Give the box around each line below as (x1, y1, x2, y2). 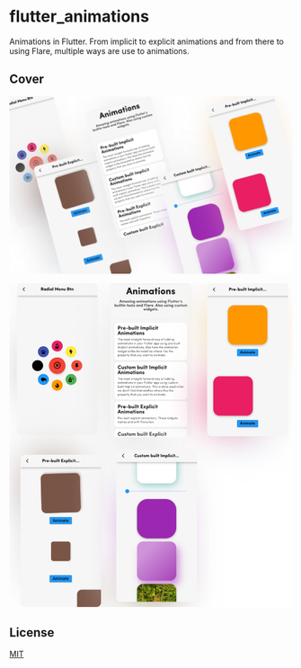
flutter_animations (9, 6, 150, 27)
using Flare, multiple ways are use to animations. (9, 45, 190, 56)
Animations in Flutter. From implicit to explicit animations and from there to (9, 36, 285, 47)
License (9, 625, 55, 640)
